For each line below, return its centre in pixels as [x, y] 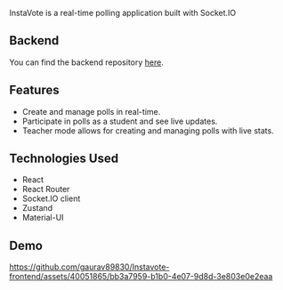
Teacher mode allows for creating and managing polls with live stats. [148, 130]
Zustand [37, 208]
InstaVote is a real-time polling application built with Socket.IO [123, 13]
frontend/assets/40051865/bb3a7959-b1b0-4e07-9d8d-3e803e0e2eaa [141, 277]
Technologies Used [64, 159]
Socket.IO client [51, 198]
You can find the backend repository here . [87, 62]
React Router [46, 189]
